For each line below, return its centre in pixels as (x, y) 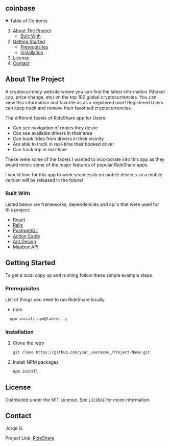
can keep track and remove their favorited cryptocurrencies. (69, 108)
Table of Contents (29, 20)
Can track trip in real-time (40, 149)
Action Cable (26, 236)
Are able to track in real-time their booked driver (64, 144)
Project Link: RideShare (30, 438)
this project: (18, 209)
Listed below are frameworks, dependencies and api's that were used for (82, 204)
